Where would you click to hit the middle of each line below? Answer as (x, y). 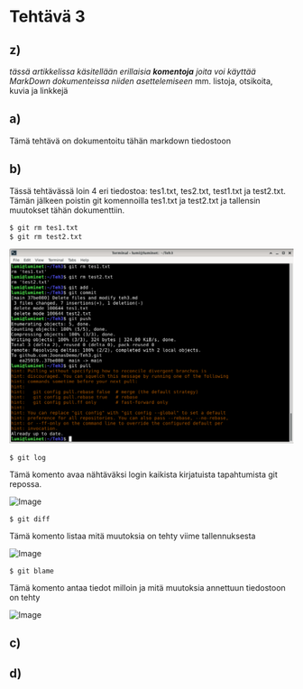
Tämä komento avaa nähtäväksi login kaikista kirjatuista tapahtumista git (143, 474)
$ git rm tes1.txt (44, 227)
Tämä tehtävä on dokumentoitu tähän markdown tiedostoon (120, 141)
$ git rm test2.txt (46, 236)
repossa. (26, 483)
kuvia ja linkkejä (39, 91)
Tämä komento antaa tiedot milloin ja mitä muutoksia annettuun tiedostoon (147, 587)
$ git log (28, 457)
